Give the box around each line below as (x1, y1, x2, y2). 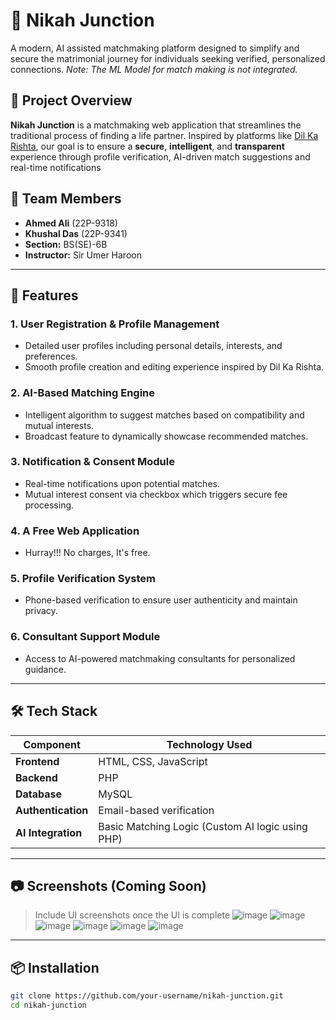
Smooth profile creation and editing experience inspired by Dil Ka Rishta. (24, 361, 325, 373)
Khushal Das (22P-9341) (24, 227, 128, 239)
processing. (24, 499, 75, 511)
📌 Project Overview (10, 92, 133, 109)
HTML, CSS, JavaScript (98, 754, 208, 768)
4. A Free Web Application (10, 524, 140, 538)
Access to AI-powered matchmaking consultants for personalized (24, 652, 296, 664)
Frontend (15, 754, 60, 768)
